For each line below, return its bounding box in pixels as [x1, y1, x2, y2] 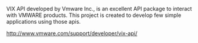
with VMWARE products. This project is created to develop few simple [6, 12, 182, 19]
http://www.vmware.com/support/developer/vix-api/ [6, 30, 138, 37]
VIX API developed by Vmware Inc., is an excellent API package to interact [6, 5, 193, 12]
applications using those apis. [6, 18, 81, 25]
